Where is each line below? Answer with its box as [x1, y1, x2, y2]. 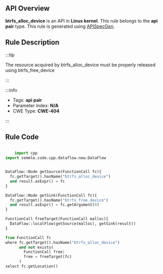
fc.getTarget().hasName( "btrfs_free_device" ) [10, 198, 109, 203]
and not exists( [18, 245, 54, 250]
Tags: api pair [12, 97, 42, 103]
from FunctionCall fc [5, 235, 52, 240]
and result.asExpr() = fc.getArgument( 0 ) [10, 202, 100, 207]
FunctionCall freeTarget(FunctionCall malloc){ [5, 217, 109, 222]
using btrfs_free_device [5, 67, 55, 73]
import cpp [14, 151, 38, 156]
